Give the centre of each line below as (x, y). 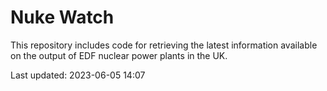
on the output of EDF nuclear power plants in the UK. (119, 55)
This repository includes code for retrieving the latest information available (164, 45)
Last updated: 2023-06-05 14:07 (78, 75)
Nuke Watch (62, 17)
